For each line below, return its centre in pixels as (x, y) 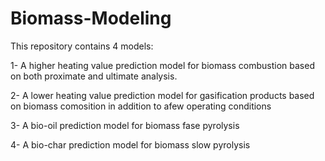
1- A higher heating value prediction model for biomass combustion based (162, 65)
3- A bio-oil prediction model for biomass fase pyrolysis (125, 125)
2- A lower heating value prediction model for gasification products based (162, 95)
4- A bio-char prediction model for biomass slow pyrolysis (130, 144)
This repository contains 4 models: (82, 46)
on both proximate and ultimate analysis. (94, 76)
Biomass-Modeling (91, 18)
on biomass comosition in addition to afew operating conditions (141, 106)
